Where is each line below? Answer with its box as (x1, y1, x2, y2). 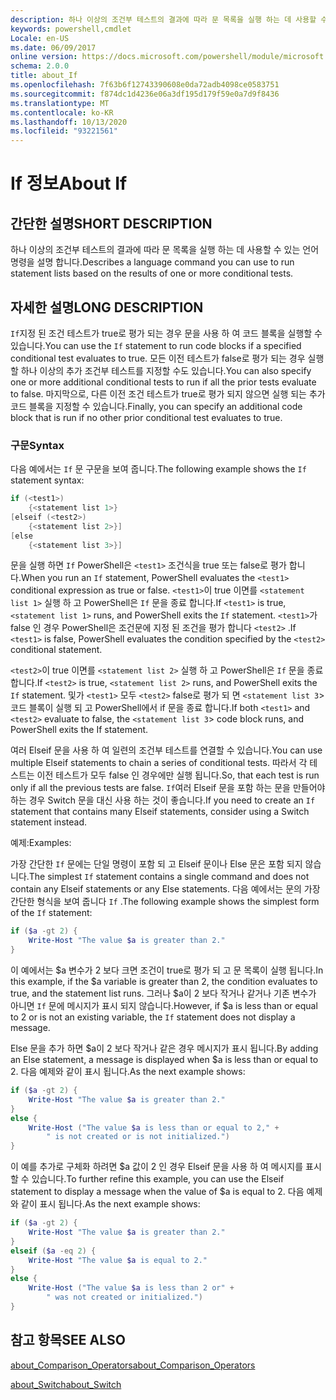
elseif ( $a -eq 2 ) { (10, 1246, 97, 1256)
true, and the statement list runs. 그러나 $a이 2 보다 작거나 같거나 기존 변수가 (10, 987, 317, 1000)
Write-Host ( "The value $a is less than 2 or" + (28, 1283, 235, 1293)
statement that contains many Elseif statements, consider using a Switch (10, 806, 310, 818)
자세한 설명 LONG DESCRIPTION (10, 299, 204, 316)
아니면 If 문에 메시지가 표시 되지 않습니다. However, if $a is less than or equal (10, 1000, 318, 1012)
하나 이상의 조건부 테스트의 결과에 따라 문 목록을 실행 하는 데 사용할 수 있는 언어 (10, 244, 320, 256)
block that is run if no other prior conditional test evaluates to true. (10, 411, 283, 423)
